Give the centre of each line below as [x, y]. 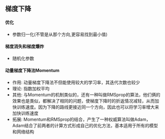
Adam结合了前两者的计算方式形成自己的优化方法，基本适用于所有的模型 [85, 125]
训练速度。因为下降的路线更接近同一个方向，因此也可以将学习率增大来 [88, 107]
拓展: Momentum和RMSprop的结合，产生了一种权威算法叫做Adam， [82, 119]
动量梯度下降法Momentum [33, 70]
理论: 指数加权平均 [31, 88]
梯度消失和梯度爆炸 [25, 46]
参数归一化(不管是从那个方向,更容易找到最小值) [60, 34]
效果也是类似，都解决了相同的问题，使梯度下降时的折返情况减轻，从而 [83, 101]
